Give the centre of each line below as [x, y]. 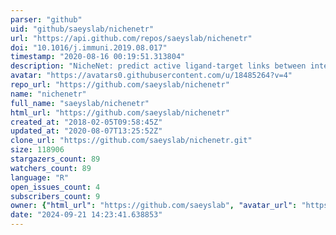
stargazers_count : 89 [55, 159]
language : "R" [40, 177]
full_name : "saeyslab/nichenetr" [80, 103]
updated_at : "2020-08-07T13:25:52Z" [86, 131]
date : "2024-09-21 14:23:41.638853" [86, 215]
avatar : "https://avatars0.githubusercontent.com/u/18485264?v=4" [151, 76]
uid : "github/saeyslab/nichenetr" [82, 29]
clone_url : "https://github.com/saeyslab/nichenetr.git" [131, 141]
